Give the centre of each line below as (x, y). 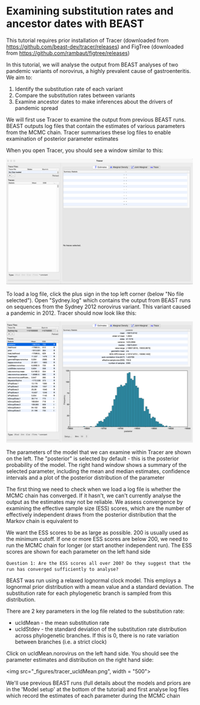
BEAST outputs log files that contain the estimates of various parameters (96, 126)
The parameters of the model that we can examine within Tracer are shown (99, 452)
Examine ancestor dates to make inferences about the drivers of (94, 101)
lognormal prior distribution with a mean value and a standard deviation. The (100, 587)
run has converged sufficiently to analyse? (62, 569)
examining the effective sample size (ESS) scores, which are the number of (99, 508)
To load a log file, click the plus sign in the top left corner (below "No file (95, 294)
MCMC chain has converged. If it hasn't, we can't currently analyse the (93, 496)
